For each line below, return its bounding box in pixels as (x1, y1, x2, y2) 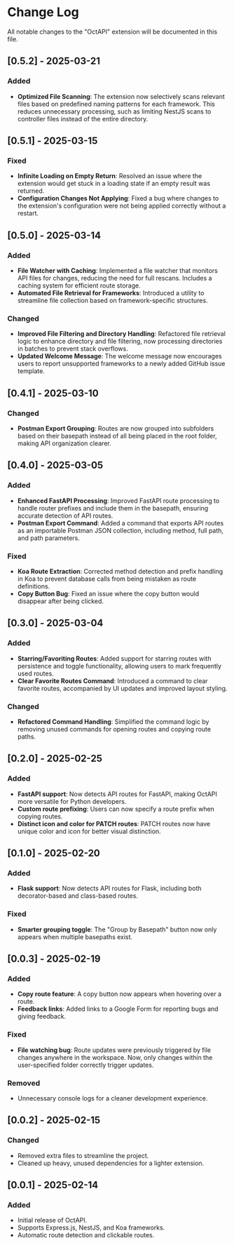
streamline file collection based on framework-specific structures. (17, 296, 208, 304)
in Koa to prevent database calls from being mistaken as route (17, 574, 197, 583)
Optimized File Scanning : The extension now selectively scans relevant (17, 92, 226, 100)
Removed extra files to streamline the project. (17, 1151, 149, 1159)
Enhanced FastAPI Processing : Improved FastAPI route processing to (17, 496, 220, 505)
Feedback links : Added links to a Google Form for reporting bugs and (17, 1004, 219, 1014)
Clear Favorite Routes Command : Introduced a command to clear (17, 676, 208, 685)
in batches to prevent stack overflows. (17, 344, 128, 353)
